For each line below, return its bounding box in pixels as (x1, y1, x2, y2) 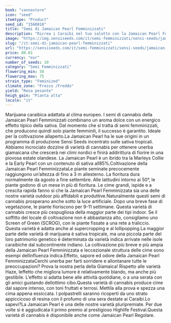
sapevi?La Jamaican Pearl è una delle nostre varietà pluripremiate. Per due (5, 302, 162, 308)
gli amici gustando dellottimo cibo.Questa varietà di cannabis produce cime (5, 280, 163, 286)
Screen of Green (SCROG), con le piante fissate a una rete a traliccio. (5, 220, 150, 226)
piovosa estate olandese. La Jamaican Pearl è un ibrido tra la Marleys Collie (5, 155, 164, 161)
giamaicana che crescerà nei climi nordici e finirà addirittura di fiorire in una (5, 150, 164, 156)
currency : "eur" (5, 55, 40, 60)
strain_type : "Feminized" (5, 79, 60, 84)
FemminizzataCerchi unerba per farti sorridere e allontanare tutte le (5, 258, 147, 264)
